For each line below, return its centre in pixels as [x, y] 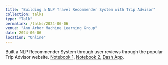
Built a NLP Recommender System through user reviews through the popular [84, 52]
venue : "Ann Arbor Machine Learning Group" [51, 28]
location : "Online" [26, 38]
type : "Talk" [19, 19]
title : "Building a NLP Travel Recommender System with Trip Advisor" [80, 10]
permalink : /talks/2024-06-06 [37, 24]
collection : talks [24, 14]
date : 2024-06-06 [23, 33]
